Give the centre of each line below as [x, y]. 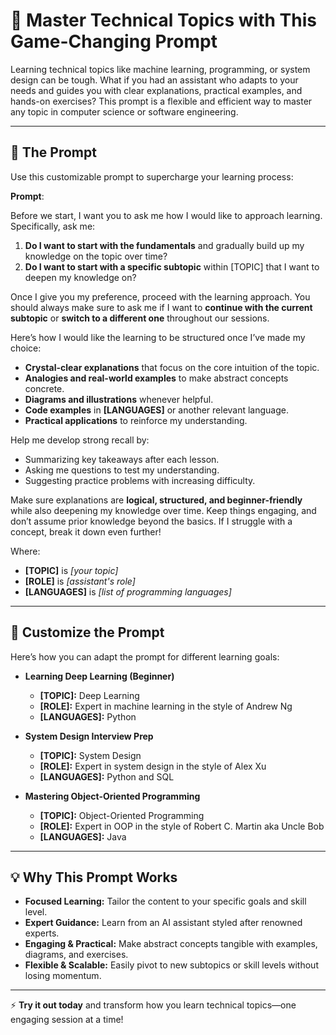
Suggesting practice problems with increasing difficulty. [140, 480]
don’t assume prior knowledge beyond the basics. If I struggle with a [151, 521]
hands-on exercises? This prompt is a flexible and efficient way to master [161, 101]
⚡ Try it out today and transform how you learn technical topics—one [153, 1005]
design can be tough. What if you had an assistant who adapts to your [154, 80]
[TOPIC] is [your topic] [71, 570]
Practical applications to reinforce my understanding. [136, 420]
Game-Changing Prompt [114, 41]
